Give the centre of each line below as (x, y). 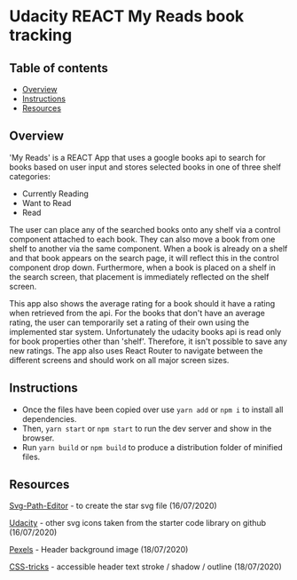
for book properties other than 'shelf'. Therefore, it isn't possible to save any (148, 341)
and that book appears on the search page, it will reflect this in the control (144, 258)
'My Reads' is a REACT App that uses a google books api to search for (137, 157)
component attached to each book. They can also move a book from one (142, 239)
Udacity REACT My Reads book (127, 16)
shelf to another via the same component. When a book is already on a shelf (148, 248)
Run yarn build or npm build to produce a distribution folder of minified (152, 447)
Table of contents (59, 68)
